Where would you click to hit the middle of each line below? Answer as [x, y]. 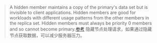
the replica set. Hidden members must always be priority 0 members [81, 23]
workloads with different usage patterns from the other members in [79, 18]
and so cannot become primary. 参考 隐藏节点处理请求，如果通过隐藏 [81, 29]
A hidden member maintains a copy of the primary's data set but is [78, 7]
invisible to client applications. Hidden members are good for [73, 12]
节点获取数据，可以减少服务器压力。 [47, 35]
